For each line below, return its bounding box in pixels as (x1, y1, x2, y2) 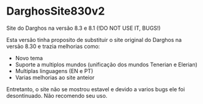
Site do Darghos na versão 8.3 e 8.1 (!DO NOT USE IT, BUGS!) (6, 24, 161, 32)
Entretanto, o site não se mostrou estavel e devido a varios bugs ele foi (6, 85, 185, 92)
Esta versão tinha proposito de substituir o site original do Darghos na (6, 36, 182, 43)
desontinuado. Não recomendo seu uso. (6, 92, 108, 99)
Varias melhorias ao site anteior (15, 74, 95, 81)
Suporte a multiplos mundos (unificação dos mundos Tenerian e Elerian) (15, 61, 197, 68)
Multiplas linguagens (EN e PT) (15, 67, 94, 74)
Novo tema (15, 54, 43, 61)
